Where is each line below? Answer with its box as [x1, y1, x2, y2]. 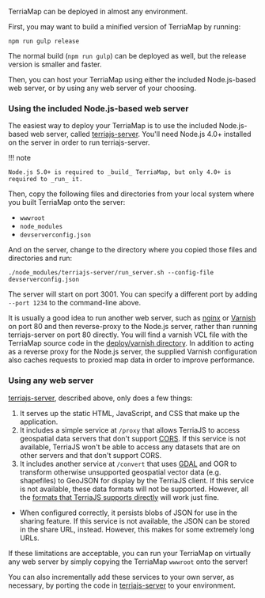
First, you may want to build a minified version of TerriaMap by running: [8, 22, 241, 31]
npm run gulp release [8, 37, 80, 45]
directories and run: [8, 253, 73, 263]
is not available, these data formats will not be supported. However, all [19, 484, 249, 494]
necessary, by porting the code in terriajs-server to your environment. [8, 581, 236, 590]
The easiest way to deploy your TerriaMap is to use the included [8, 121, 218, 131]
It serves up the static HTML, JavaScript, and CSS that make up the [19, 408, 240, 418]
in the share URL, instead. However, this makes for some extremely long [19, 524, 255, 534]
